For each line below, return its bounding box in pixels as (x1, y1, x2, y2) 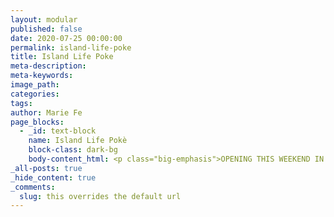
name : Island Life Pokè (28, 136, 128, 146)
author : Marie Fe (10, 107, 83, 118)
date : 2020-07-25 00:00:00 (10, 33, 123, 43)
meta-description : (10, 61, 87, 71)
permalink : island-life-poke (10, 42, 132, 53)
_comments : (10, 182, 56, 192)
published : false (10, 24, 83, 34)
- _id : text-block (19, 126, 97, 136)
